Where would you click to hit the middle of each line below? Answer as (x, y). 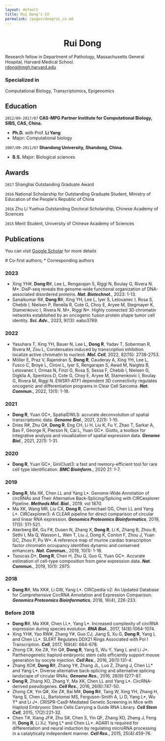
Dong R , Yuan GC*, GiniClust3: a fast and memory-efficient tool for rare (85, 464)
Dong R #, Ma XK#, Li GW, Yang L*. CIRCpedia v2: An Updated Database (85, 589)
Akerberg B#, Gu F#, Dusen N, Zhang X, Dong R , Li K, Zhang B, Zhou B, (84, 529)
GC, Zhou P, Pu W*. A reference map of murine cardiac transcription (82, 540)
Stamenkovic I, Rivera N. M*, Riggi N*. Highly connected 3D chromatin (84, 310)
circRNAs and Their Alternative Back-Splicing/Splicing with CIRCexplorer (86, 498)
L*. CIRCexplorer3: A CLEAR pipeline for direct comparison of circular (83, 514)
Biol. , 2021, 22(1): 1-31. (35, 441)
